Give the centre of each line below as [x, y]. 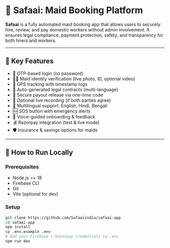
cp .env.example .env [28, 232]
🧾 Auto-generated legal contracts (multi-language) [65, 89]
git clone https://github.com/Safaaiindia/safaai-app [63, 218]
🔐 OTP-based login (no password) [48, 73]
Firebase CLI [26, 183]
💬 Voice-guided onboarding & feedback [54, 116]
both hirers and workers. [31, 40]
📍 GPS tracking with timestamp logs [50, 84]
